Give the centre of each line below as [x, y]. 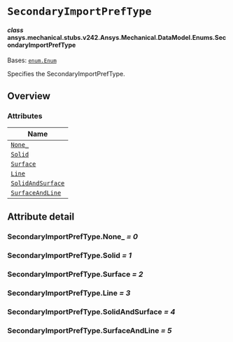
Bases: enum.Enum [32, 60]
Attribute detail [41, 217]
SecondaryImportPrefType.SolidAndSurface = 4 [91, 312]
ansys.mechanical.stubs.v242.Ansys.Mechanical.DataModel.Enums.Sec [116, 37]
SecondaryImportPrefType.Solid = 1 [70, 255]
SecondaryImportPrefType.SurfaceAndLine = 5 [90, 330]
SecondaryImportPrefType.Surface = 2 [75, 274]
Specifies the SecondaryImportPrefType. [66, 74]
